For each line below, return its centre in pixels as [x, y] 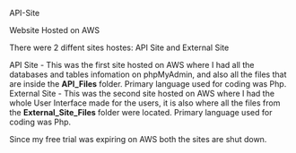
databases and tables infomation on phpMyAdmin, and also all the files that [148, 74]
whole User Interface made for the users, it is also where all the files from [145, 103]
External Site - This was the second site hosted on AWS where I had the [142, 93]
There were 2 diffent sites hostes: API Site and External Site [119, 47]
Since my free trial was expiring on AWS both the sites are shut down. [138, 139]
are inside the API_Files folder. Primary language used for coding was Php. [148, 84]
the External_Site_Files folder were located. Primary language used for [141, 112]
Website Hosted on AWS [55, 30]
